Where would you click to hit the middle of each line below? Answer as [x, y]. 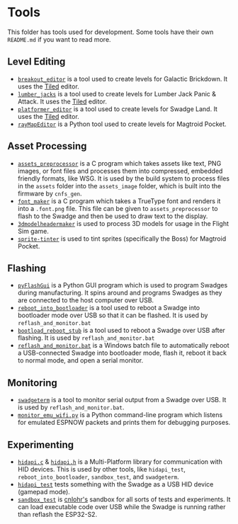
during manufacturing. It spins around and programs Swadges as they [120, 293]
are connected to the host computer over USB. [86, 300]
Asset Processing [47, 146]
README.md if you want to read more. [59, 39]
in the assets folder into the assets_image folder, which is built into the [119, 186]
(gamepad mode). [44, 492]
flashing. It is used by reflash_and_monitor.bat [86, 338]
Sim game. [33, 231]
